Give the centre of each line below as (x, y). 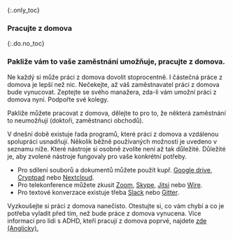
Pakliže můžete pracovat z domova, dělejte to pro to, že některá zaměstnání (116, 113)
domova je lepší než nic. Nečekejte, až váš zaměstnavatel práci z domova (113, 84)
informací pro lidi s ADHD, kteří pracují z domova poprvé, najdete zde (107, 221)
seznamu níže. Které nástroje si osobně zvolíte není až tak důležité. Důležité (116, 149)
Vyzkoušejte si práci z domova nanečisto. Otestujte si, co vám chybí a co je (116, 205)
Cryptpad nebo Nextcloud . (56, 177)
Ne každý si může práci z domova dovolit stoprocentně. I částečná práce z (115, 77)
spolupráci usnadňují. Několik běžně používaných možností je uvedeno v (112, 141)
